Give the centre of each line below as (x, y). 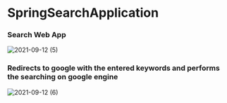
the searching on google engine (63, 77)
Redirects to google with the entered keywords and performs (114, 68)
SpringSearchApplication (83, 13)
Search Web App (37, 35)
